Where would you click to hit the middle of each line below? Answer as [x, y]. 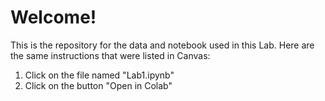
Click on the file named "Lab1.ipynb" [99, 75]
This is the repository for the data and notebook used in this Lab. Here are [162, 45]
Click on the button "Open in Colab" [98, 85]
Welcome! [53, 17]
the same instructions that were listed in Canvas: [110, 55]
